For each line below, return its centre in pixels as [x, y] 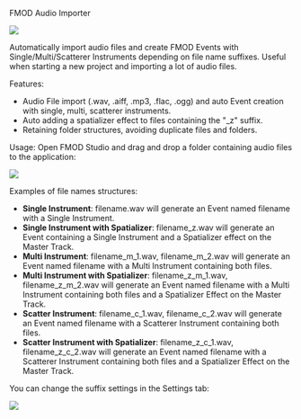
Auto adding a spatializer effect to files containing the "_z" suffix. [142, 120]
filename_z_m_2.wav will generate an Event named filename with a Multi [156, 285]
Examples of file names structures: [74, 191]
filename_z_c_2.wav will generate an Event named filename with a [144, 352]
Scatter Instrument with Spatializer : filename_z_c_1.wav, [128, 342]
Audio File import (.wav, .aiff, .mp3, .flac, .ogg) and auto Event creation [153, 101]
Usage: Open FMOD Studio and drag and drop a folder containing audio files [151, 147]
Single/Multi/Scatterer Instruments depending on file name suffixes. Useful [148, 57]
